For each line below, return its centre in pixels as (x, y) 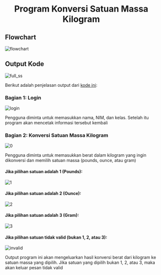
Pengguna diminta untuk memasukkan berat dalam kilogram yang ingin (76, 155)
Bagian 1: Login (23, 97)
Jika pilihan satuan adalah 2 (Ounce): (43, 194)
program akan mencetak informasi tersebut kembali (56, 123)
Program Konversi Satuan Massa (81, 9)
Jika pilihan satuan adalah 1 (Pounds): (44, 171)
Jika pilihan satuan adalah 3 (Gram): (42, 215)
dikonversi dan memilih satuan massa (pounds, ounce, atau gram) (71, 161)
